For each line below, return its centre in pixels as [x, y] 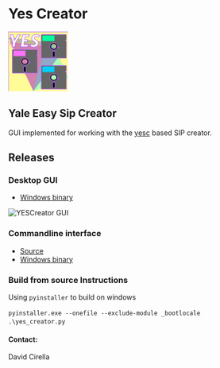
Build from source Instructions [68, 280]
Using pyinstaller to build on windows [72, 297]
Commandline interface [55, 234]
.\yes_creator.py [37, 322]
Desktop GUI [33, 180]
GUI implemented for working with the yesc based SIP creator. [110, 133]
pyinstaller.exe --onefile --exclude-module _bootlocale [104, 314]
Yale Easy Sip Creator [62, 113]
